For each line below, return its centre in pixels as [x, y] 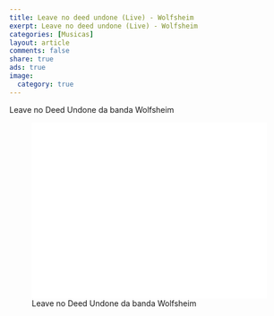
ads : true [28, 68]
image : [21, 76]
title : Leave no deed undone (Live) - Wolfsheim [102, 17]
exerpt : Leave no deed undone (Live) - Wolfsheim [104, 26]
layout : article [39, 43]
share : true [31, 59]
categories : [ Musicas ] [51, 34]
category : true [46, 84]
